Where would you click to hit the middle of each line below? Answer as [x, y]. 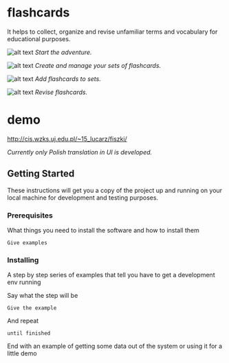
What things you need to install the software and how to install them [103, 230]
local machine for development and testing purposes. [83, 198]
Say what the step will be [43, 296]
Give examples [28, 243]
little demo [22, 353]
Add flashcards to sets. [68, 79]
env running [24, 282]
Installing [23, 260]
